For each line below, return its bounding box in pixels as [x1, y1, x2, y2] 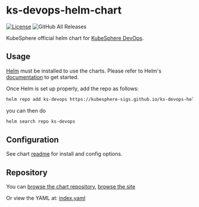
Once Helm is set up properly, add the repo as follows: [6, 85, 139, 92]
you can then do [6, 107, 46, 114]
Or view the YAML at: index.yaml [6, 195, 86, 202]
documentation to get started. [6, 73, 79, 80]
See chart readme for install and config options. [6, 150, 123, 157]
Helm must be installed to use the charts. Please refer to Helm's [6, 67, 162, 74]
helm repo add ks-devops [6, 96, 68, 102]
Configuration [6, 134, 59, 144]
